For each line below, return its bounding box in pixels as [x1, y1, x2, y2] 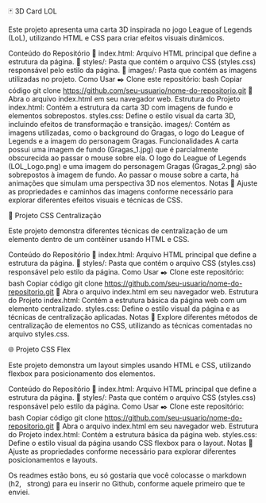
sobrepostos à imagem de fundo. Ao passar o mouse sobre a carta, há [8, 170, 240, 179]
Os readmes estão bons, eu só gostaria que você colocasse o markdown [8, 470, 247, 480]
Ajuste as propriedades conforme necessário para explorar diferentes [8, 447, 237, 456]
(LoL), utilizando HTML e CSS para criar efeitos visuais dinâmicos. [8, 33, 225, 42]
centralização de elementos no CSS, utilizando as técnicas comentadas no [8, 321, 253, 330]
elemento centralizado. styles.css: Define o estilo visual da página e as [8, 304, 240, 313]
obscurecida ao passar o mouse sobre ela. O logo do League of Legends [8, 153, 247, 163]
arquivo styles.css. [8, 329, 70, 339]
